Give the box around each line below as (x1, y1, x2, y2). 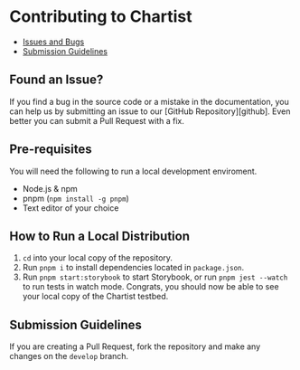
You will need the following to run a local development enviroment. (9, 166, 258, 176)
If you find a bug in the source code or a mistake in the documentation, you (9, 96, 289, 107)
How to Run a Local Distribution (9, 228, 190, 243)
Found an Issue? (9, 72, 104, 88)
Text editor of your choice (22, 202, 119, 213)
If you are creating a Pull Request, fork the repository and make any (9, 341, 261, 352)
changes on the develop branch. (9, 351, 129, 362)
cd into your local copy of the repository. (22, 252, 173, 263)
